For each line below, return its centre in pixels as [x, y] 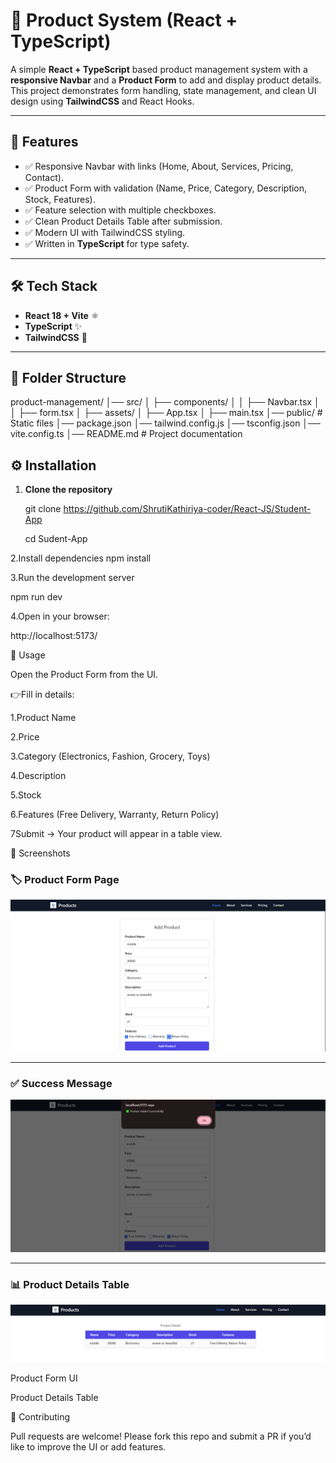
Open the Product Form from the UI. [84, 675]
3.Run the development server [72, 578]
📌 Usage [28, 655]
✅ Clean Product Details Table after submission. [123, 221]
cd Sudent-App [56, 539]
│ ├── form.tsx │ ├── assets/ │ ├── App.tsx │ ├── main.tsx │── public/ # [166, 413]
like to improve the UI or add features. [88, 1446]
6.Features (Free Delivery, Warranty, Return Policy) [115, 815]
